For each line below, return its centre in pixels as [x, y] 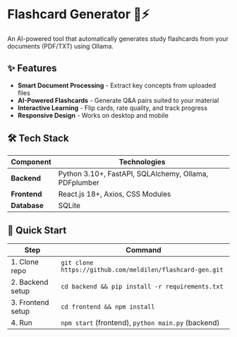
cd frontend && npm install [108, 307]
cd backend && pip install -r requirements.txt [142, 287]
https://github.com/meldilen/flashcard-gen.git [142, 270]
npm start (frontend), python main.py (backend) [140, 323]
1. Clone [25, 262]
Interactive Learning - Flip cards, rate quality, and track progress [113, 108]
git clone [77, 263]
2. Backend [30, 282]
